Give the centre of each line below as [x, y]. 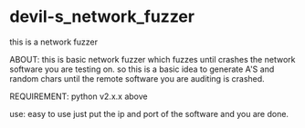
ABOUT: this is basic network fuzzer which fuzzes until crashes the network [152, 59]
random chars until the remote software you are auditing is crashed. [137, 78]
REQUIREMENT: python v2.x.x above [79, 96]
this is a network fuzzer [54, 42]
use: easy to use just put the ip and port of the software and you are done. [149, 113]
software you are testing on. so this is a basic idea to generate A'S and [142, 69]
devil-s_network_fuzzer [102, 17]
